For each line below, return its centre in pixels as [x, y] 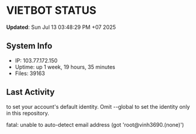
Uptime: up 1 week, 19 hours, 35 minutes [65, 67]
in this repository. [28, 113]
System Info [29, 46]
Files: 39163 [30, 73]
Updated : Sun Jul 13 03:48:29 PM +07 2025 [61, 27]
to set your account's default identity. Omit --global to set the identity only [98, 106]
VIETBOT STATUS [51, 11]
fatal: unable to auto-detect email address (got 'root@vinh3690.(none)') [95, 124]
